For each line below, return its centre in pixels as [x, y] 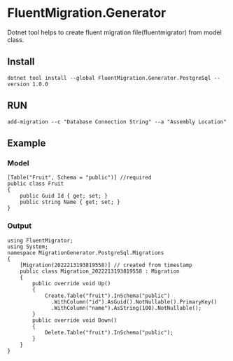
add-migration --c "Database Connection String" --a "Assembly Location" [117, 122]
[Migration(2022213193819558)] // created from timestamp [106, 265]
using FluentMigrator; [40, 240]
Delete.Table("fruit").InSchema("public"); [109, 332]
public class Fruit [36, 184]
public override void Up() [72, 283]
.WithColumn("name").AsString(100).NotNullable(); [126, 308]
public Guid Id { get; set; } [64, 196]
